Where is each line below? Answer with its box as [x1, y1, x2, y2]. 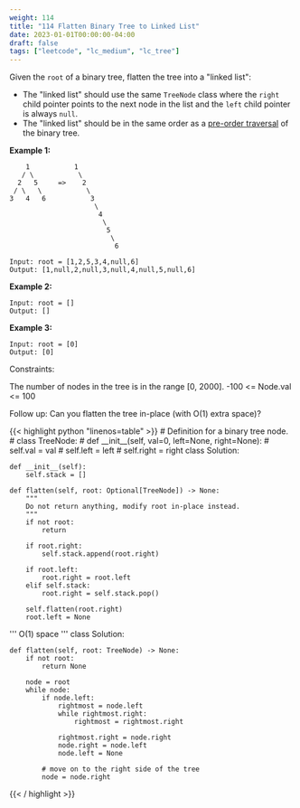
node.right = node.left [57, 741, 147, 750]
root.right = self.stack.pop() [42, 589, 160, 598]
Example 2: [9, 281, 52, 292]
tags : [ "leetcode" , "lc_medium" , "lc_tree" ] [9, 47, 180, 56]
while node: [25, 686, 70, 695]
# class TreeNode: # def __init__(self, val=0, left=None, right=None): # [9, 436, 269, 446]
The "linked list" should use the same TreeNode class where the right [22, 89, 280, 100]
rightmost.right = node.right [57, 733, 172, 742]
